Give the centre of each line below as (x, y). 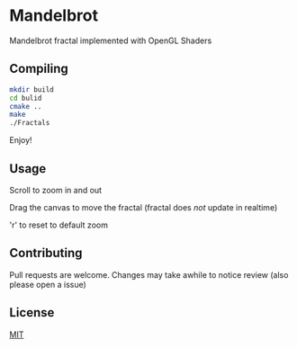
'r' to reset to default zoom (58, 225)
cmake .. (26, 106)
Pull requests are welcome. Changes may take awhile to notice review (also (149, 274)
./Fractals (30, 123)
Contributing (46, 253)
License (32, 312)
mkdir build (31, 89)
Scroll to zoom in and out (55, 190)
